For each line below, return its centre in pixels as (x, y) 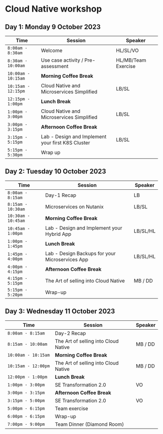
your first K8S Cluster (65, 143)
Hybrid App (58, 234)
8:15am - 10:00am (27, 344)
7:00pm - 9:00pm (26, 424)
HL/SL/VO (128, 50)
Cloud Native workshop (53, 9)
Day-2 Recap (71, 333)
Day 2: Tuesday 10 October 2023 (56, 172)
